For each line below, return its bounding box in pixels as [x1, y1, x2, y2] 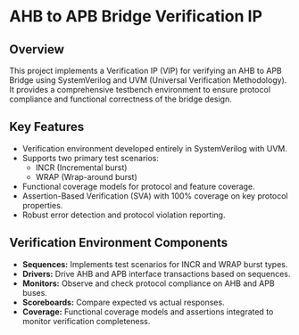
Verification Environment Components [9, 235, 228, 250]
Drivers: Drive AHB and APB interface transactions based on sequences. [21, 268, 291, 279]
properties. [21, 200, 63, 210]
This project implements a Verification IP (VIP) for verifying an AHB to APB [9, 65, 283, 76]
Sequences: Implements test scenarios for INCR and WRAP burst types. [21, 258, 288, 269]
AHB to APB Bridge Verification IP [9, 6, 263, 27]
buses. [21, 287, 47, 298]
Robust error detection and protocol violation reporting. [21, 209, 226, 220]
